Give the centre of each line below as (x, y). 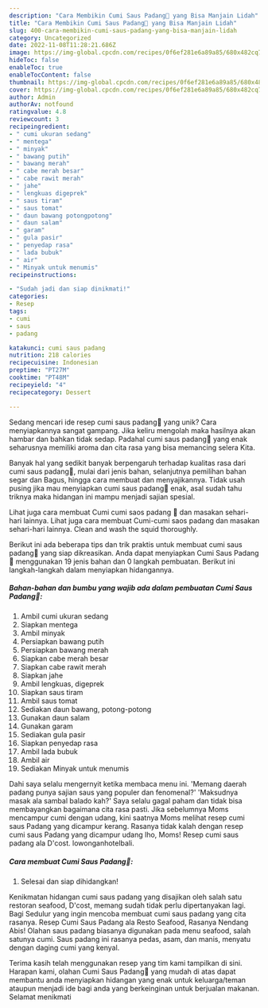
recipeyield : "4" (38, 385)
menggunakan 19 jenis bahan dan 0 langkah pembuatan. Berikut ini (125, 561)
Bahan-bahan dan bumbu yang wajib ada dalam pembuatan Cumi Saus (131, 588)
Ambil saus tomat (49, 701)
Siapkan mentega (49, 625)
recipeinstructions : (43, 275)
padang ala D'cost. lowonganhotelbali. (72, 843)
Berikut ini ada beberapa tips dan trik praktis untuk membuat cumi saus (126, 544)
